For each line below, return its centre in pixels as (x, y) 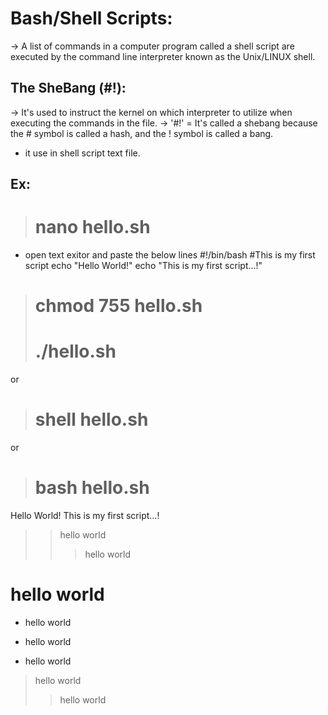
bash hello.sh (92, 488)
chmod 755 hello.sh (118, 306)
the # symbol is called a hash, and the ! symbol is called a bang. (142, 133)
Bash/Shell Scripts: (91, 18)
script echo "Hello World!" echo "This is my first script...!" (143, 266)
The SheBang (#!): (68, 88)
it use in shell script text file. (82, 153)
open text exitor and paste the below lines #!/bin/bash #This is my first (170, 255)
